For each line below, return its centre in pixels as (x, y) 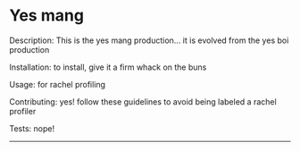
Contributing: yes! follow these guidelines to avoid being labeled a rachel (143, 101)
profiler (23, 111)
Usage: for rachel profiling (57, 84)
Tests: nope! (32, 128)
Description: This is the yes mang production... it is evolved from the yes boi (149, 40)
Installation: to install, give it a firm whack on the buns (108, 67)
